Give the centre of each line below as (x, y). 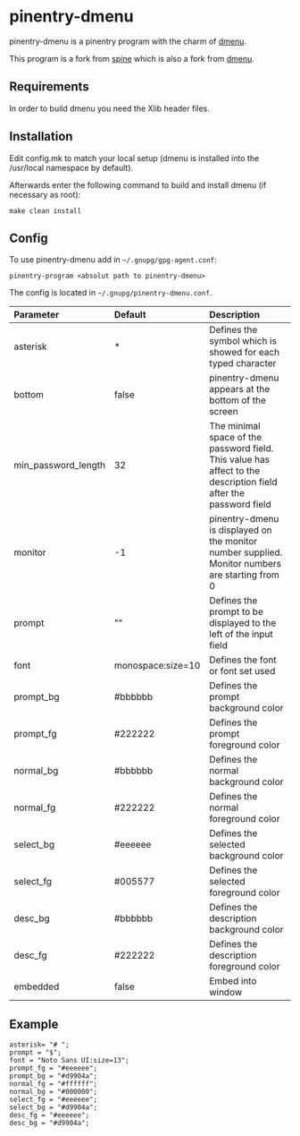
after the (227, 493)
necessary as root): (45, 194)
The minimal (235, 426)
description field (243, 483)
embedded (37, 987)
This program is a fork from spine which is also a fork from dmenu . (132, 58)
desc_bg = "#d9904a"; (50, 1123)
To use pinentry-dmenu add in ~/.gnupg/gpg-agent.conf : (113, 260)
